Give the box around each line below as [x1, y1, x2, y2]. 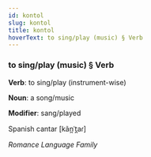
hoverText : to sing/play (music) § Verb [8, 33, 144, 42]
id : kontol [8, 11, 44, 20]
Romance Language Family [8, 140, 98, 149]
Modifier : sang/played [8, 108, 81, 118]
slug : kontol [8, 19, 51, 27]
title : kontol [8, 26, 55, 34]
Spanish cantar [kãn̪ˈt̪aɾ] [8, 124, 87, 133]
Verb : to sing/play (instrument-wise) [8, 77, 126, 87]
